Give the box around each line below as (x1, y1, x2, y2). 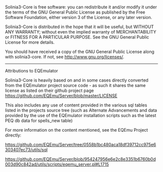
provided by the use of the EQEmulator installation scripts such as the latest (5, 113, 157, 118)
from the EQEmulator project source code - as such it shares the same (5, 83, 146, 88)
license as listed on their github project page (5, 87, 94, 93)
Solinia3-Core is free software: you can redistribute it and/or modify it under (5, 4, 157, 10)
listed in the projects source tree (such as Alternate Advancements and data (5, 107, 157, 113)
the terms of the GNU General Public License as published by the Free (5, 9, 146, 15)
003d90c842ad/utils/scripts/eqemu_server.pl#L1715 (5, 161, 109, 167)
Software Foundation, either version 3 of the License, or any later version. (5, 15, 152, 20)
